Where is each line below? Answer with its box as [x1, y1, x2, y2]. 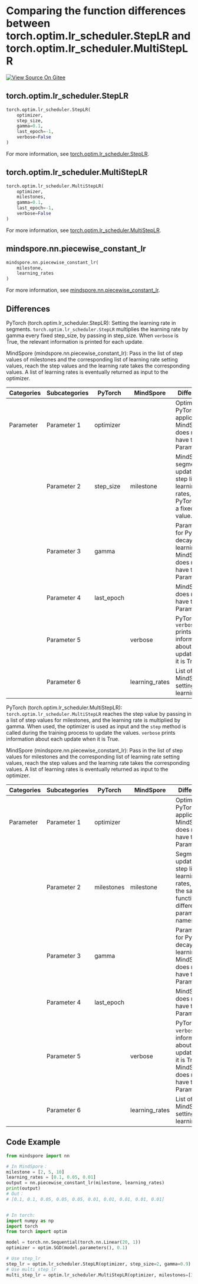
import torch [6, 1223, 38, 1229]
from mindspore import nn [6, 1153, 70, 1159]
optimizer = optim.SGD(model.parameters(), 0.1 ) [6, 1245, 128, 1251]
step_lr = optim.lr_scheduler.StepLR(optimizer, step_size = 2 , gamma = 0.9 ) [6, 1261, 192, 1267]
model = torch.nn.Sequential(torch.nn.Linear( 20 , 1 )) [6, 1239, 141, 1246]
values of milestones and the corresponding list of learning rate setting [6, 356, 178, 363]
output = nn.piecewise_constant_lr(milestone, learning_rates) [6, 1180, 165, 1186]
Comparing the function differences [6, 4, 186, 18]
